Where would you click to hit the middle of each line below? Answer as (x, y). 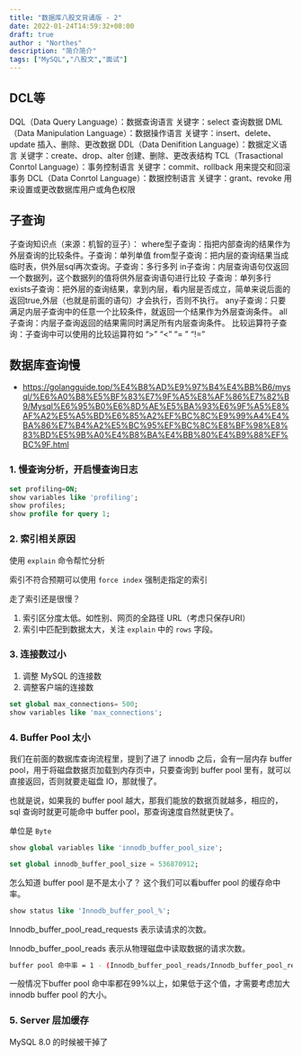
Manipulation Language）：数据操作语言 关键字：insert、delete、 (156, 132)
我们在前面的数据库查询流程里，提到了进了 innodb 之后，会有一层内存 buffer (151, 759)
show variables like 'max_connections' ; (86, 713)
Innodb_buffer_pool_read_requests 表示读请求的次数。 (110, 929)
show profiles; (38, 505)
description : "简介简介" (53, 51)
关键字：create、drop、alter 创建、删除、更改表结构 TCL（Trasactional (151, 155)
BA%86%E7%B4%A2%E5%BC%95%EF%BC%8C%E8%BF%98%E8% (155, 425)
